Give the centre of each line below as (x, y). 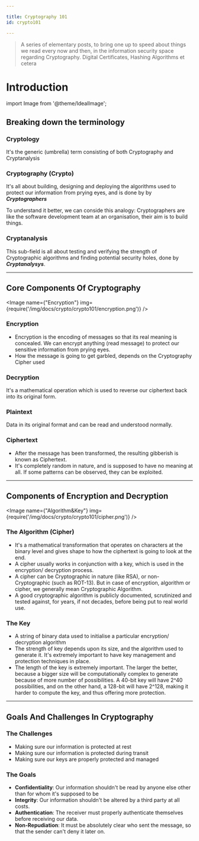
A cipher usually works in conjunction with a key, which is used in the (99, 564)
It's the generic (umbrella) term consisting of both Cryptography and (90, 152)
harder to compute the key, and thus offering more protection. (90, 693)
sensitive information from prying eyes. (62, 349)
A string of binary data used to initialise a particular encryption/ (92, 636)
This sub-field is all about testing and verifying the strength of (81, 251)
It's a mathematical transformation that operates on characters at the (99, 545)
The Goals (21, 775)
